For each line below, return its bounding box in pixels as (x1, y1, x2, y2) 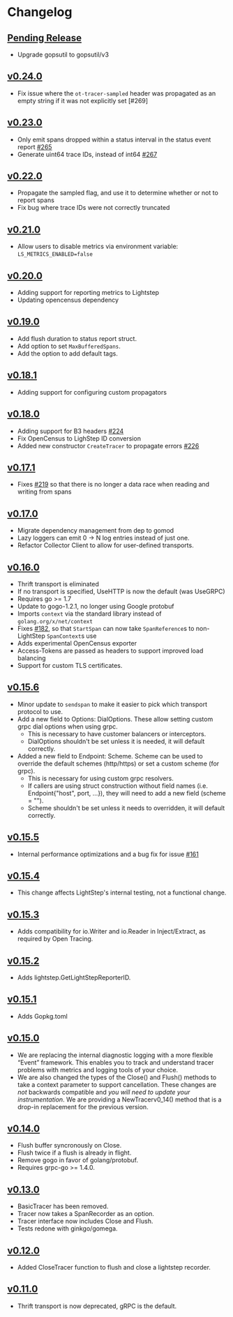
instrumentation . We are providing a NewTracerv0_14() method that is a (17, 1095, 222, 1104)
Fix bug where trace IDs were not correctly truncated (17, 204, 170, 212)
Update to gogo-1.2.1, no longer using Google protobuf (17, 602, 174, 610)
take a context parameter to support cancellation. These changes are (17, 1080, 217, 1088)
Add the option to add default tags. (17, 349, 119, 358)
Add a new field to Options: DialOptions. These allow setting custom (17, 715, 213, 723)
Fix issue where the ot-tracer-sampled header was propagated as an (17, 89, 216, 98)
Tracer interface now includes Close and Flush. (17, 1217, 153, 1226)
